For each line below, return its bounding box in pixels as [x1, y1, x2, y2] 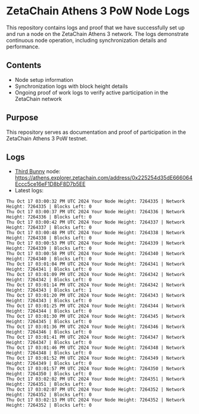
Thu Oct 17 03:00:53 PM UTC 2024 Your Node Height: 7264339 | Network [6, 240, 185, 246]
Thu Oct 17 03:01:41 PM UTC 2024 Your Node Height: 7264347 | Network [6, 335, 185, 341]
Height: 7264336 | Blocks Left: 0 [6, 214, 92, 220]
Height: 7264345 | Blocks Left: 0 [6, 318, 92, 325]
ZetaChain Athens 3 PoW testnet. [6, 134, 88, 142]
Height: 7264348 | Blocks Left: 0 [6, 350, 92, 356]
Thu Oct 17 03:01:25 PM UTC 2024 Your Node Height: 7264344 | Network [6, 303, 185, 309]
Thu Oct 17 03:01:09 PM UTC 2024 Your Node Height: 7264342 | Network [6, 272, 185, 278]
